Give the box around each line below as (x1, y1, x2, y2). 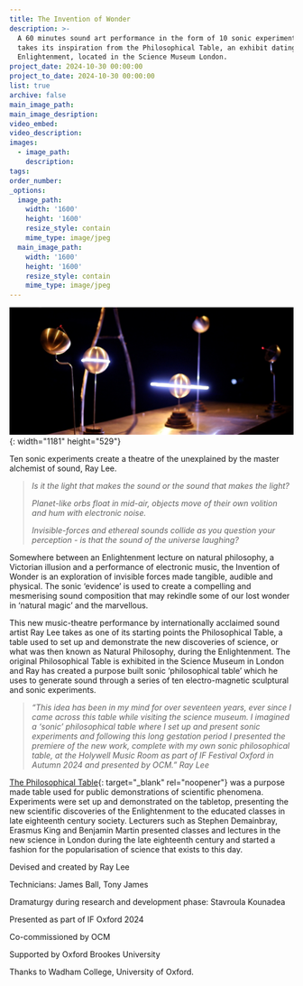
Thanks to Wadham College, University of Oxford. (9, 966, 194, 977)
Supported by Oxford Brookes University (9, 948, 161, 960)
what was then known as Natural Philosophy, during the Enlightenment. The (9, 646, 291, 657)
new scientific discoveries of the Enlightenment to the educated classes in (9, 806, 286, 816)
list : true (9, 81, 50, 90)
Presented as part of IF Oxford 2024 (9, 914, 144, 925)
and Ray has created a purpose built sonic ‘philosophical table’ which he (9, 665, 278, 676)
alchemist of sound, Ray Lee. (9, 463, 117, 474)
